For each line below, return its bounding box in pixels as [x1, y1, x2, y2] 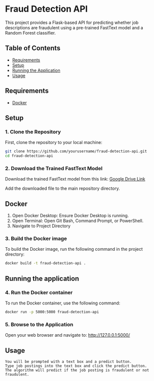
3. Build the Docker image [5, 235, 67, 242]
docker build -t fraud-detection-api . [5, 261, 86, 266]
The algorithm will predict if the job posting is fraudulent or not [5, 367, 150, 373]
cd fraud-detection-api [5, 154, 54, 159]
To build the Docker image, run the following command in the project [5, 246, 143, 252]
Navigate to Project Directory [12, 223, 71, 229]
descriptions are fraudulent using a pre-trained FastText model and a [5, 24, 143, 30]
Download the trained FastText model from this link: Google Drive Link [5, 176, 145, 182]
